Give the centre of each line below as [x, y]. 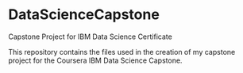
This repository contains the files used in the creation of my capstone [122, 52]
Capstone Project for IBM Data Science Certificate [90, 36]
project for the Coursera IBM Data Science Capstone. [95, 60]
